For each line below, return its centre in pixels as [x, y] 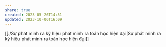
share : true [17, 10]
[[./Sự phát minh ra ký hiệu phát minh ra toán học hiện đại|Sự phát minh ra [83, 34]
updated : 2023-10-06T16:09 [34, 19]
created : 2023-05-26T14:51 [34, 15]
